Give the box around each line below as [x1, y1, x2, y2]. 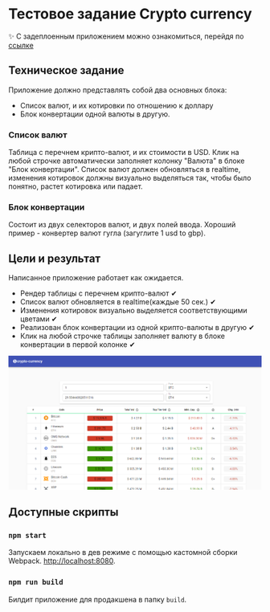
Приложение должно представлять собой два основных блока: [8, 85, 227, 95]
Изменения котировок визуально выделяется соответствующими [19, 306, 247, 316]
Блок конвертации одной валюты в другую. [19, 109, 170, 119]
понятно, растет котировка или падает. [8, 182, 143, 191]
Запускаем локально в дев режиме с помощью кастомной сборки [8, 548, 238, 557]
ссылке [8, 40, 34, 50]
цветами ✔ [19, 314, 58, 324]
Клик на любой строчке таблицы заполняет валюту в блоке [19, 331, 225, 341]
